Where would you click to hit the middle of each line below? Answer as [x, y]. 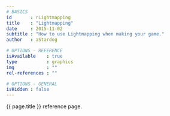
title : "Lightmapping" [40, 23]
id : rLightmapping [38, 17]
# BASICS [17, 12]
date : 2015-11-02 [34, 29]
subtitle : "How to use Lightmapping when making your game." [85, 34]
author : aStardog [32, 40]
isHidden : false [28, 90]
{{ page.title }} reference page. [44, 106]
